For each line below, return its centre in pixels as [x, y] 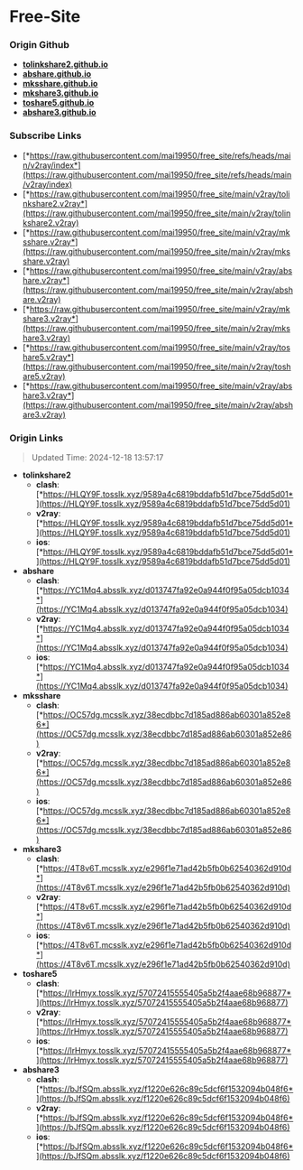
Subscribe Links [46, 135]
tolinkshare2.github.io [65, 64]
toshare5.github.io [58, 103]
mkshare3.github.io [60, 93]
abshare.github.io [57, 74]
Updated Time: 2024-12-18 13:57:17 [97, 458]
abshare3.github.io [59, 112]
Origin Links [37, 438]
